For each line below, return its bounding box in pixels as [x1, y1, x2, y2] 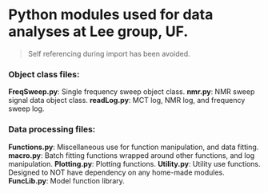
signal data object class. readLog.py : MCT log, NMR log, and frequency [8, 96, 246, 105]
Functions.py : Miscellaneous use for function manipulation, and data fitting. [8, 142, 259, 152]
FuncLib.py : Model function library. [8, 175, 126, 185]
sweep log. [8, 104, 45, 113]
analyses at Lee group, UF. [8, 22, 189, 41]
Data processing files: [8, 124, 96, 135]
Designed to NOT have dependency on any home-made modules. [8, 167, 226, 177]
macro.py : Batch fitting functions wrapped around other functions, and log [8, 150, 255, 160]
